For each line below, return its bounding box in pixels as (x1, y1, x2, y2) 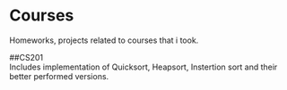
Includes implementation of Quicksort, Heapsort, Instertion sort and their (9, 61, 278, 72)
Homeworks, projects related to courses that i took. (9, 35, 199, 45)
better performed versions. (9, 70, 109, 81)
